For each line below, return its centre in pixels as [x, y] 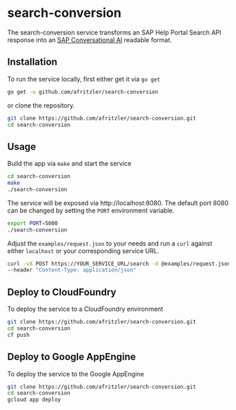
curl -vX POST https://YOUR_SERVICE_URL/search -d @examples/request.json [119, 264]
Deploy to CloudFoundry [62, 292]
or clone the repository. [41, 105]
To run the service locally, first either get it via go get [84, 79]
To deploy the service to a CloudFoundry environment [85, 309]
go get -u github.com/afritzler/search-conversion [83, 92]
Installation [32, 62]
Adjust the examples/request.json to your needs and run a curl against [110, 243]
